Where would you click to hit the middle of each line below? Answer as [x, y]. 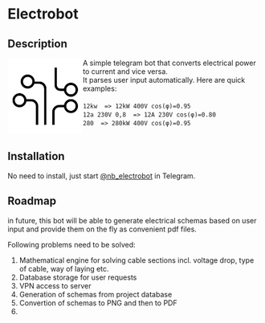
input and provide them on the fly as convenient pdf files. [102, 229]
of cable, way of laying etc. [64, 268]
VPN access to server [55, 285]
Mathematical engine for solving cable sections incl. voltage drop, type [137, 260]
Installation [36, 156]
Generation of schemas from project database [96, 294]
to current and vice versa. [125, 72]
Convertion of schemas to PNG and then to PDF [98, 303]
